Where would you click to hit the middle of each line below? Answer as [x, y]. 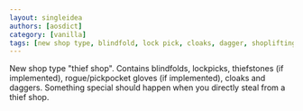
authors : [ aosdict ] [46, 26]
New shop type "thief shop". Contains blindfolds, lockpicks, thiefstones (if [147, 69]
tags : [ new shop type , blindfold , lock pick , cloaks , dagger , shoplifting [153, 43]
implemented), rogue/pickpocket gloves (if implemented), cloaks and [138, 79]
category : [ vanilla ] [48, 34]
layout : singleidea [46, 18]
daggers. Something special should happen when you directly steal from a [147, 88]
